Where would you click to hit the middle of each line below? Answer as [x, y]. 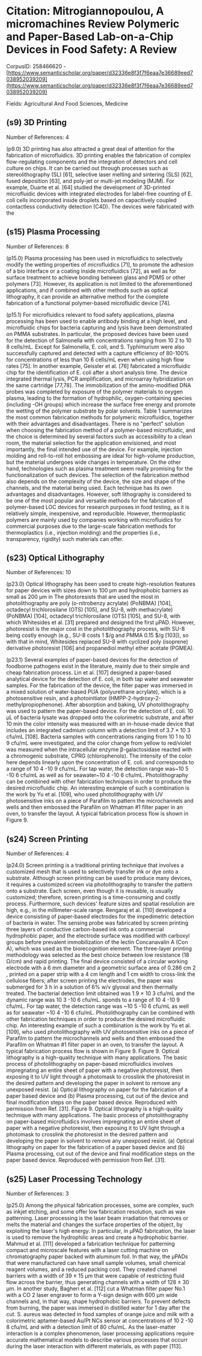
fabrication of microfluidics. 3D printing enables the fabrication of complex [99, 155]
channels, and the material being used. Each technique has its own [89, 487]
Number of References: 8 [38, 246]
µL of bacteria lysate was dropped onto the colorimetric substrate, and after [100, 718]
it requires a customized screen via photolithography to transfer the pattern [99, 884]
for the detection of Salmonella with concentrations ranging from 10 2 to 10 [99, 340]
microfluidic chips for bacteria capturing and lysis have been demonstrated [99, 328]
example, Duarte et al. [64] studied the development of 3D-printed [88, 187]
